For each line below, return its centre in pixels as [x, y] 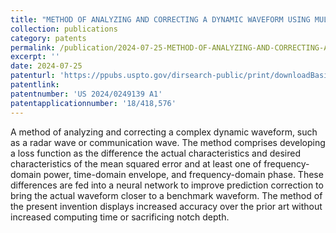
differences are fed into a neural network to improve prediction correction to [167, 185]
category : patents [48, 38]
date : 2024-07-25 [46, 66]
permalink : [33, 47]
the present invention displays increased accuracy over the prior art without [166, 206]
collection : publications [64, 29]
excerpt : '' [35, 57]
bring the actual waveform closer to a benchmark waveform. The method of [166, 195]
